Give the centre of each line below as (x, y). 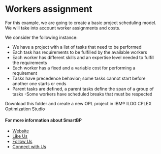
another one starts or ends (39, 83)
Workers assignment (49, 9)
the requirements (30, 62)
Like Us (20, 136)
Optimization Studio (25, 109)
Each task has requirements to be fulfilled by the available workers (80, 52)
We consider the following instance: (41, 37)
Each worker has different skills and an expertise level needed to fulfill (83, 57)
